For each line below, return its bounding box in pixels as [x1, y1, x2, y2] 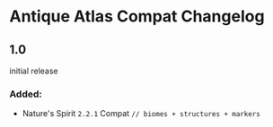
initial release [9, 65, 58, 76]
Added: [9, 88, 42, 100]
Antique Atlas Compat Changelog [9, 6, 265, 27]
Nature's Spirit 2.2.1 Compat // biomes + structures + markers [22, 108, 260, 119]
